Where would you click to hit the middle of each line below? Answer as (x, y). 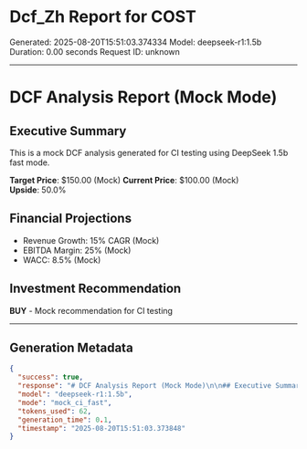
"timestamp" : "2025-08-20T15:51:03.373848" (101, 428)
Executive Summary (68, 131)
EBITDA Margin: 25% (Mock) (77, 250)
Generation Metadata (72, 347)
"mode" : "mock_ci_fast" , (65, 402)
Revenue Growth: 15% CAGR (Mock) (91, 240)
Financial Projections (71, 219)
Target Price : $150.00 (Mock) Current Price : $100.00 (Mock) (124, 180)
